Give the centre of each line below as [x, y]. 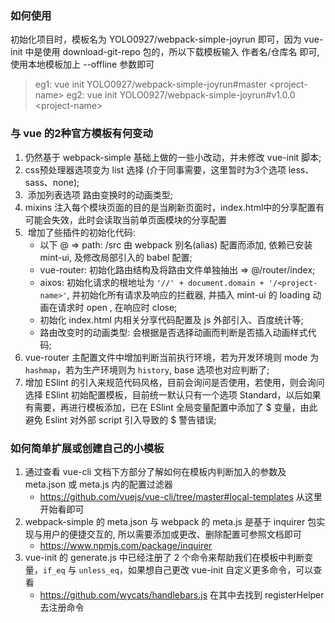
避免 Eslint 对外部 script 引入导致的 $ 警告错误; [120, 419]
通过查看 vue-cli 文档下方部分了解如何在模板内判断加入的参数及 [155, 471]
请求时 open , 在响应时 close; [117, 307]
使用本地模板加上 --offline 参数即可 [82, 64]
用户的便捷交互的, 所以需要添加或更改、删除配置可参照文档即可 [172, 534]
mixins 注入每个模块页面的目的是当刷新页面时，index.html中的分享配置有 [174, 207]
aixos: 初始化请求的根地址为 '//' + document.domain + [152, 282]
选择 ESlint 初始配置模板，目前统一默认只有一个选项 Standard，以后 [164, 394]
